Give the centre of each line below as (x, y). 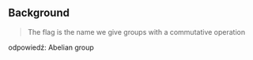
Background (39, 13)
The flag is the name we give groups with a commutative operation (136, 32)
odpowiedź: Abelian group (51, 47)
